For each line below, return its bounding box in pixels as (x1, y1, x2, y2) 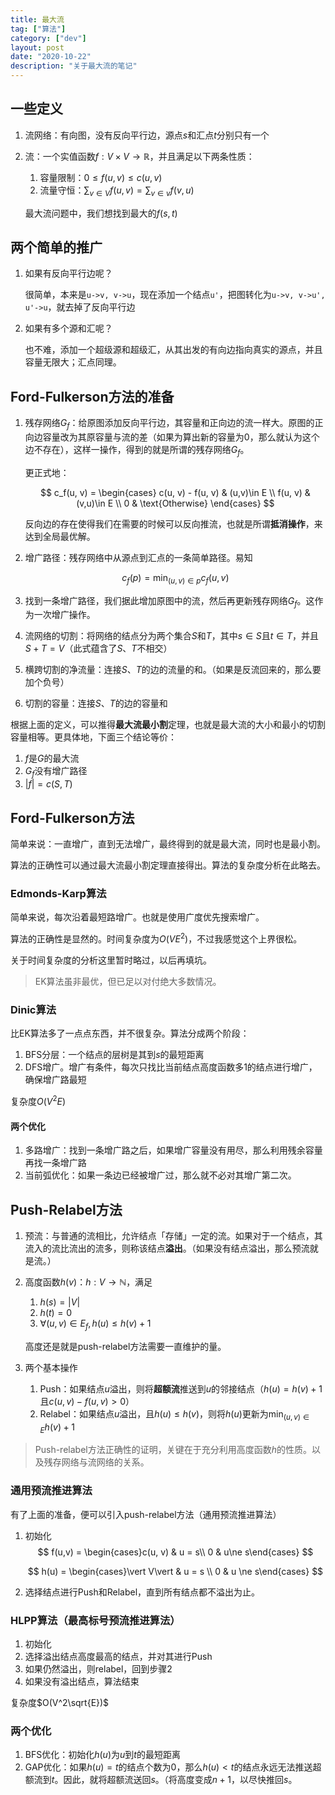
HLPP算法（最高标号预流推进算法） (10, 1613, 181, 1627)
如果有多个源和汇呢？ (24, 322, 113, 335)
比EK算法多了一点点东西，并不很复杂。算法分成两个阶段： (10, 1027, 250, 1040)
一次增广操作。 (33, 609, 96, 621)
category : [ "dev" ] (10, 33, 87, 43)
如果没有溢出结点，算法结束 (24, 1675, 140, 1687)
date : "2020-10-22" (10, 52, 92, 62)
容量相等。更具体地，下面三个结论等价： (10, 731, 177, 743)
